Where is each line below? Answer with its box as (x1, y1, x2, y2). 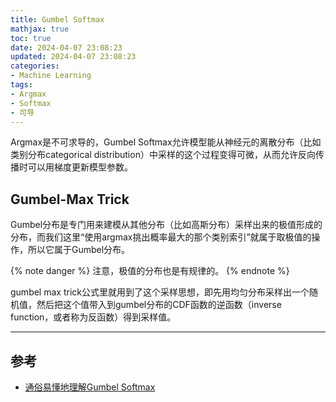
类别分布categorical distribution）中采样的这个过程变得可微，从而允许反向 (10, 149, 316, 161)
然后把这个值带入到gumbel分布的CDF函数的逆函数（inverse (36, 299, 282, 311)
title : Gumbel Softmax (10, 14, 105, 25)
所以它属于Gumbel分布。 (27, 244, 131, 256)
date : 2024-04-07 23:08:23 (10, 42, 123, 53)
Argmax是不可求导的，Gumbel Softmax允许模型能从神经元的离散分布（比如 (10, 136, 322, 148)
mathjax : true (10, 24, 70, 34)
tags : (10, 80, 33, 90)
